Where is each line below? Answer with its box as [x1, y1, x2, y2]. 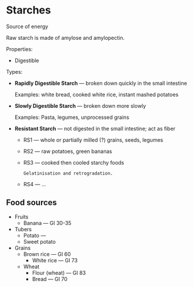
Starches [6, 4, 51, 17]
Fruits [14, 213, 29, 220]
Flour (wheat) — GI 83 [32, 269, 86, 276]
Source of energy [6, 23, 49, 30]
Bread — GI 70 [32, 275, 67, 282]
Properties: [6, 45, 33, 53]
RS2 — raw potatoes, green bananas [23, 148, 113, 155]
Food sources [6, 197, 57, 208]
